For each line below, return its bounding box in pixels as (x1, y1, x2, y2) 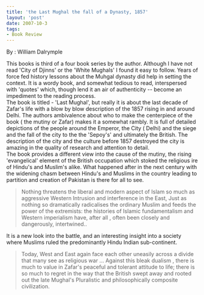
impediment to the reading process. (6, 92, 96, 100)
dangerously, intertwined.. (21, 220, 87, 228)
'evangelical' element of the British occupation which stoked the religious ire (6, 157, 198, 164)
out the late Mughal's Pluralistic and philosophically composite (21, 276, 178, 283)
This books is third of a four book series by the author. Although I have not (6, 60, 193, 68)
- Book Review (6, 32, 43, 38)
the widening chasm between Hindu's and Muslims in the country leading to (6, 170, 197, 177)
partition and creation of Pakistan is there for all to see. (6, 176, 144, 184)
